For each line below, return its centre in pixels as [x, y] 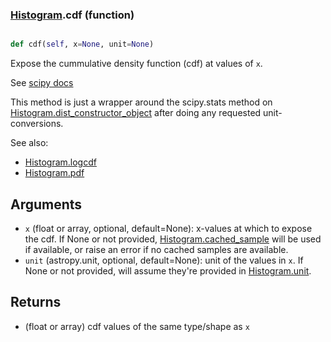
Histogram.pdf [54, 173]
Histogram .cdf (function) [72, 15]
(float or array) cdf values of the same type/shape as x [137, 326]
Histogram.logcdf [60, 162]
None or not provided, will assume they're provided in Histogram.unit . [168, 270]
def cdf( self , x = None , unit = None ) [82, 44]
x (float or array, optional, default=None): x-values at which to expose [168, 228]
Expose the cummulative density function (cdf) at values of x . [136, 64]
